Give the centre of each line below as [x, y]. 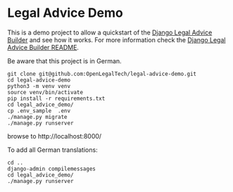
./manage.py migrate [38, 117]
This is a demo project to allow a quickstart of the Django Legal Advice [110, 32]
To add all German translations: [52, 150]
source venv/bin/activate [45, 92]
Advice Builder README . [43, 47]
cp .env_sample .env [39, 110]
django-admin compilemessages [52, 169]
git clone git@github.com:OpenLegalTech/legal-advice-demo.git [102, 74]
